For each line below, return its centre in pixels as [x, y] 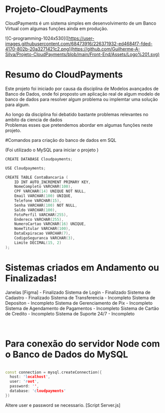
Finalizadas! [31, 278]
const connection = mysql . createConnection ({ [53, 372]
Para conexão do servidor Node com [82, 344]
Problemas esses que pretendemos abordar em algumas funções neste [79, 125]
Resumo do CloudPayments [64, 75]
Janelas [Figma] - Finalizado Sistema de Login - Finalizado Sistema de [78, 292]
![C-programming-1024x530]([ [37, 38]
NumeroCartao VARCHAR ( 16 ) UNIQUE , [50, 224]
